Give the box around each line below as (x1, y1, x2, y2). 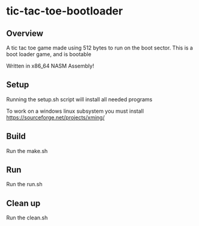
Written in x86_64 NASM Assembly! (6, 62, 94, 69)
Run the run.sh (6, 181, 43, 188)
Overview (6, 28, 44, 39)
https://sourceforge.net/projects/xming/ (6, 113, 105, 121)
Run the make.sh (6, 147, 48, 154)
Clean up (6, 198, 41, 209)
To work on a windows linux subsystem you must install (6, 107, 144, 115)
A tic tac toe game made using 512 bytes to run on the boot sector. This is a (6, 44, 194, 51)
